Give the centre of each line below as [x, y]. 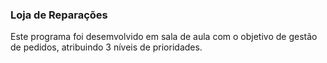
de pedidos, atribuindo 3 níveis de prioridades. [106, 47]
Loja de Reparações [59, 15]
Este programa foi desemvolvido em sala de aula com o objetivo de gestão [164, 37]
